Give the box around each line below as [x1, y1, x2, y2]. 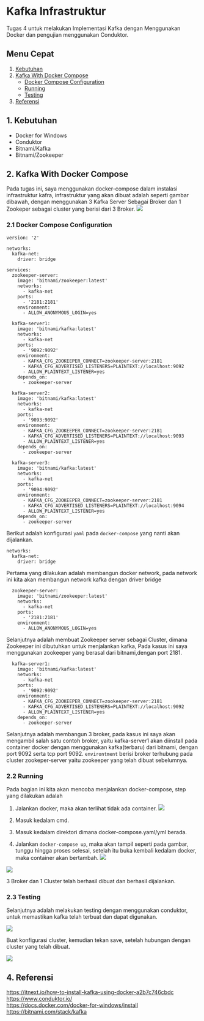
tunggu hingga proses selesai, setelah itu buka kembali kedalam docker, [15, 846, 197, 854]
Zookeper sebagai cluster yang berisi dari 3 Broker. [6, 205, 136, 213]
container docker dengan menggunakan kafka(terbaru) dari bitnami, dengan [6, 743, 199, 751]
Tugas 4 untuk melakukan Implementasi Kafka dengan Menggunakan [6, 24, 181, 32]
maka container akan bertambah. [15, 854, 99, 861]
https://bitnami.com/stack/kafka [6, 1008, 87, 1015]
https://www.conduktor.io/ [6, 995, 73, 1003]
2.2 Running [6, 772, 44, 780]
